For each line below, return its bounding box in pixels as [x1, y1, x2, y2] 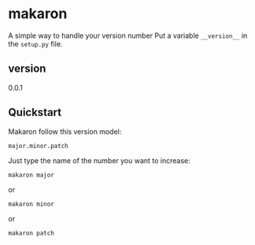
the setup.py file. [8, 39, 63, 48]
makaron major [8, 171, 55, 179]
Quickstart [8, 106, 62, 119]
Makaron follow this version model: [8, 127, 122, 136]
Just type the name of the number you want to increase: [8, 155, 190, 165]
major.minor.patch [8, 142, 68, 150]
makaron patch [8, 229, 55, 237]
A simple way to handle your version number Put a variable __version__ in [8, 31, 248, 40]
